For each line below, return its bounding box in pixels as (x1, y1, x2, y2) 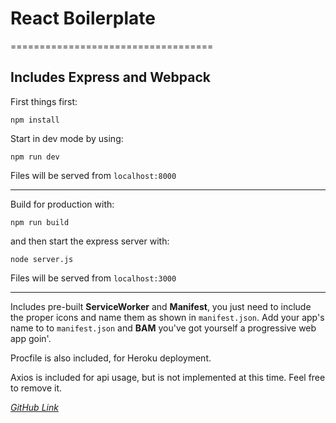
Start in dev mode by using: (10, 132, 124, 144)
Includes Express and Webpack (10, 69, 211, 86)
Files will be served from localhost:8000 (10, 169, 177, 181)
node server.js (10, 254, 74, 264)
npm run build (10, 217, 70, 227)
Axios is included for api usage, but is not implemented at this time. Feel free (10, 371, 326, 383)
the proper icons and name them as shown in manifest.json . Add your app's (10, 311, 325, 323)
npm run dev (10, 152, 60, 162)
